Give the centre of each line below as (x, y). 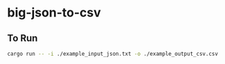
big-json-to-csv (54, 13)
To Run (22, 38)
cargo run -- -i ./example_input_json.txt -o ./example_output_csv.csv (112, 54)
